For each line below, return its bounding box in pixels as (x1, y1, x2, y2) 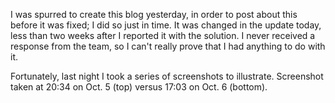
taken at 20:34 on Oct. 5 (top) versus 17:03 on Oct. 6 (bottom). (10, 81, 268, 93)
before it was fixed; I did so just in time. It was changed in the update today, (10, 19, 322, 31)
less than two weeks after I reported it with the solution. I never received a (10, 30, 316, 41)
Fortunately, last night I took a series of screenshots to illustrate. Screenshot (10, 70, 324, 82)
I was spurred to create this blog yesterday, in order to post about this (10, 9, 298, 20)
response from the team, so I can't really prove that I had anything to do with (10, 40, 326, 52)
